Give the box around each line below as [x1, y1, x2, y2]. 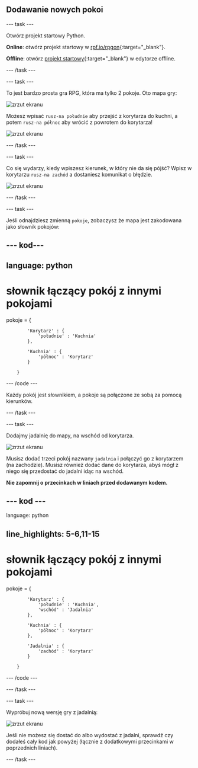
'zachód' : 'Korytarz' [37, 648, 94, 654]
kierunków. [6, 397, 33, 405]
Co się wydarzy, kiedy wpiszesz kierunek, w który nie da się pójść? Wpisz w [6, 164, 192, 171]
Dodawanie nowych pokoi [6, 5, 103, 15]
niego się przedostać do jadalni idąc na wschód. [6, 468, 124, 475]
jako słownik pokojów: [6, 223, 60, 230]
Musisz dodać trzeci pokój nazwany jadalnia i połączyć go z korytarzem [6, 455, 184, 462]
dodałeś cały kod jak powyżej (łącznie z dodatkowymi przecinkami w [6, 738, 174, 745]
